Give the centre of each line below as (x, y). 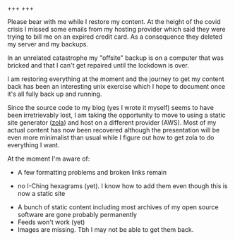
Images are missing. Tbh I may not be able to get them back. (106, 229)
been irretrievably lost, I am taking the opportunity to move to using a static (116, 115)
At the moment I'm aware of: (49, 159)
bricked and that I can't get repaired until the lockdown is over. (98, 65)
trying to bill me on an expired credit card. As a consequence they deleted (115, 37)
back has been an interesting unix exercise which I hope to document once (116, 86)
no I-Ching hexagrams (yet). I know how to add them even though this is (122, 186)
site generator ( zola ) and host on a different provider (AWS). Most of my (112, 123)
